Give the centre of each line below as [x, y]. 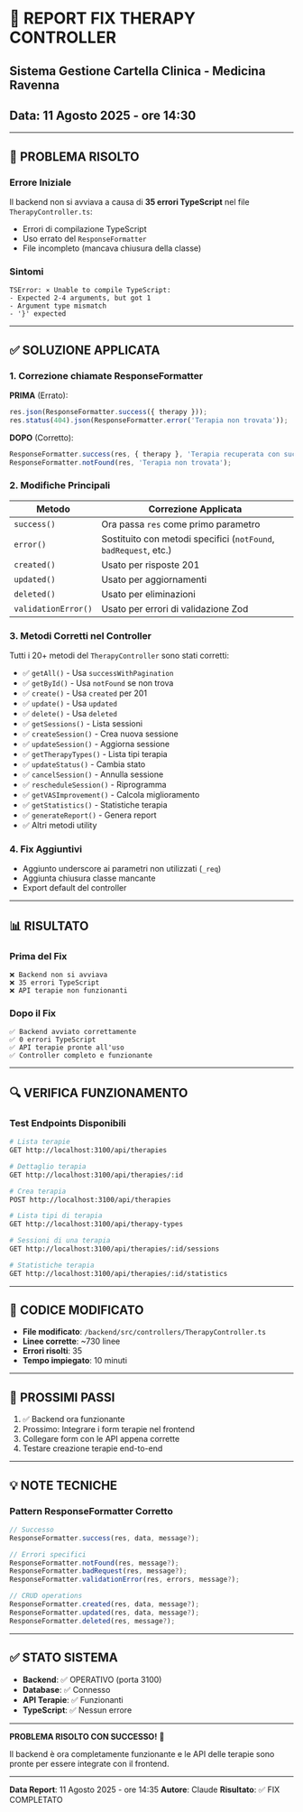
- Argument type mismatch [58, 306]
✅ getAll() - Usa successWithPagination [98, 673]
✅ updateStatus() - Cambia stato [84, 764]
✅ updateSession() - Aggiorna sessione [96, 744]
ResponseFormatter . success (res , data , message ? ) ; [105, 1538]
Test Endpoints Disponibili [68, 1123]
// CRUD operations [46, 1596]
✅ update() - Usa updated [69, 704]
